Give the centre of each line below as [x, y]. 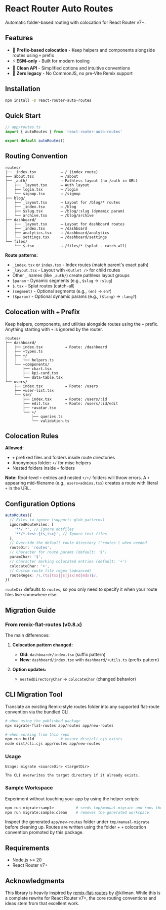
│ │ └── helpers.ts [30, 360]
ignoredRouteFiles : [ [32, 524]
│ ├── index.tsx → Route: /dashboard [56, 347]
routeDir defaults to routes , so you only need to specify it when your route [81, 589]
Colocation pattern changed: [42, 645]
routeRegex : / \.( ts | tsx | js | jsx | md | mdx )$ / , [54, 575]
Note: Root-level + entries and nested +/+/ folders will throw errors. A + [77, 478]
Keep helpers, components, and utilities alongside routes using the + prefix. [82, 324]
